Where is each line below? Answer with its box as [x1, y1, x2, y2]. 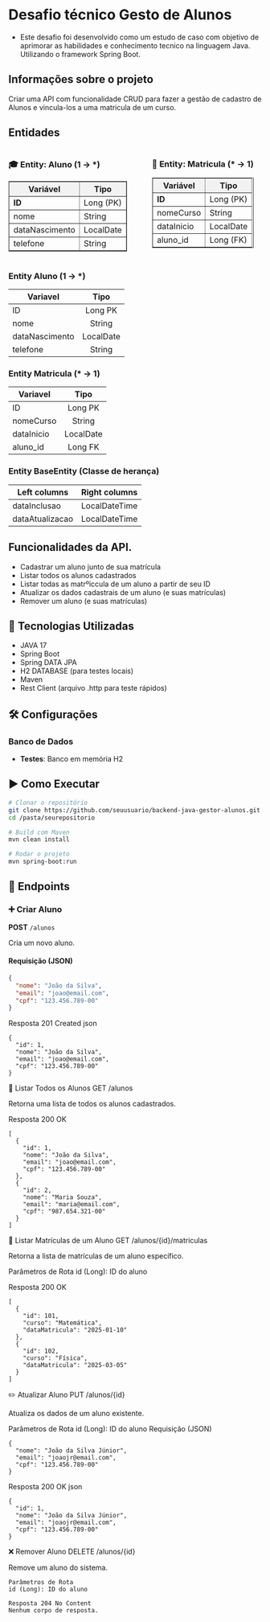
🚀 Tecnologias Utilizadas [8, 619, 134, 633]
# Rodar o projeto [8, 850, 70, 858]
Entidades [8, 126, 60, 140]
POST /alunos [8, 922, 55, 932]
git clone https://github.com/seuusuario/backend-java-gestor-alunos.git [8, 806, 261, 814]
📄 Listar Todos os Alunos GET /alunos [8, 1083, 133, 1093]
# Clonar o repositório [8, 799, 88, 807]
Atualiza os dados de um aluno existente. [8, 1409, 145, 1419]
